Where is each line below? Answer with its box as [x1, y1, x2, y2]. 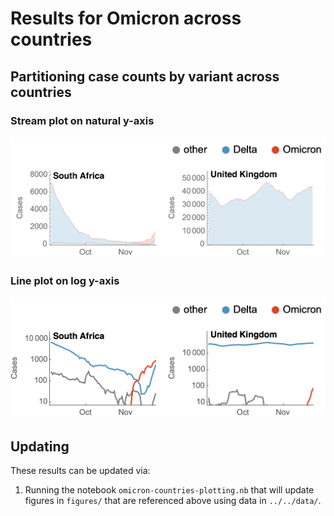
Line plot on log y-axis [10, 273, 120, 287]
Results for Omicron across [10, 7, 242, 30]
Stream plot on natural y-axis [10, 113, 155, 127]
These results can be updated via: [10, 465, 151, 477]
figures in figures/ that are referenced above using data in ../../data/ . [24, 495, 322, 507]
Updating [10, 438, 70, 455]
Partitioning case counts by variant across [10, 68, 280, 85]
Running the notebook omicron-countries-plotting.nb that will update [24, 484, 315, 496]
